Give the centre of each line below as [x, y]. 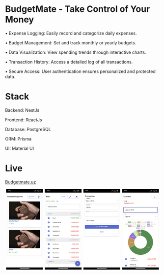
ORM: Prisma [18, 138]
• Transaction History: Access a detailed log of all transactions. [69, 62]
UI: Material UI [20, 148]
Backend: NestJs [22, 110]
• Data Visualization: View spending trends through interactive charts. [76, 52]
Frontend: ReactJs [24, 120]
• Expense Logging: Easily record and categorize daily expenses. [71, 33]
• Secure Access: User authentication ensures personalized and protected [81, 71]
